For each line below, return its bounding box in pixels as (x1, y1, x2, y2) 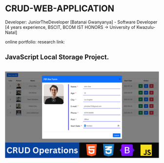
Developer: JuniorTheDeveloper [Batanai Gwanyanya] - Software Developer (5, 19, 158, 25)
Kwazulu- (136, 24, 156, 30)
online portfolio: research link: (5, 39, 65, 44)
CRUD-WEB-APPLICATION (5, 3, 115, 14)
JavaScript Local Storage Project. (5, 53, 109, 61)
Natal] (5, 29, 18, 35)
